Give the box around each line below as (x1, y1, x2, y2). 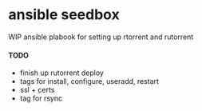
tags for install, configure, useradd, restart (19, 77, 160, 86)
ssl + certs (19, 85, 55, 95)
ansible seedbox (8, 6, 120, 24)
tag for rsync (19, 93, 63, 103)
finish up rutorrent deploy (19, 68, 104, 77)
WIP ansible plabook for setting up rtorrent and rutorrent (8, 32, 194, 42)
